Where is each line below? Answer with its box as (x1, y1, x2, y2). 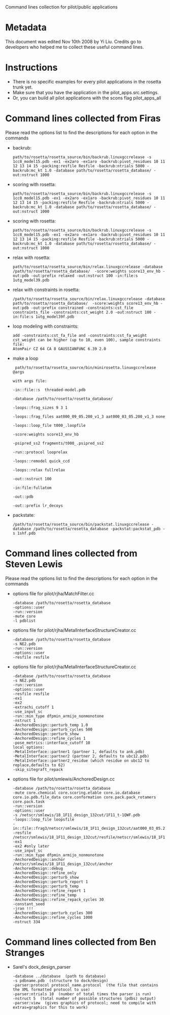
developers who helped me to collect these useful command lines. (5, 44, 144, 50)
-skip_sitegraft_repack (12, 767, 63, 772)
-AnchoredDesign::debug (12, 866, 63, 871)
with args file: (12, 378, 47, 384)
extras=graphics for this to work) (12, 1005, 88, 1010)
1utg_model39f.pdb (35, 314, 75, 319)
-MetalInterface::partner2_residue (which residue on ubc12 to (12, 758, 150, 763)
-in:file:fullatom (12, 485, 52, 490)
